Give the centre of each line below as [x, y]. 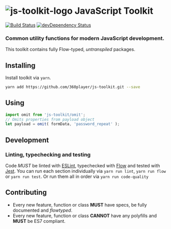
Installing [20, 66]
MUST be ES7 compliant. [39, 221]
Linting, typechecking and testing [48, 155]
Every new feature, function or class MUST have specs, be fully [80, 205]
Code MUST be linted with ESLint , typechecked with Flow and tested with [83, 166]
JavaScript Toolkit [114, 11]
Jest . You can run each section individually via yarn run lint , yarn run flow [86, 171]
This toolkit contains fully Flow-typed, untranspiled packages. [70, 49]
